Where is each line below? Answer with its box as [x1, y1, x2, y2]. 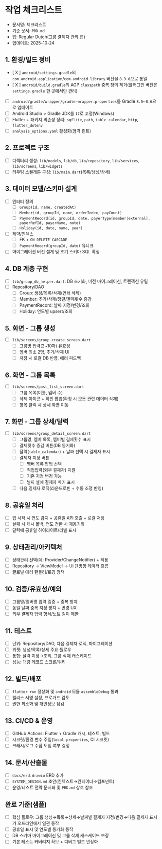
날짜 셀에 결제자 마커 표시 [26, 479, 75, 485]
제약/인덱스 [12, 231, 34, 237]
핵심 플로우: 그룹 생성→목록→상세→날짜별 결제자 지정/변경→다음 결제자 [12, 814, 148, 820]
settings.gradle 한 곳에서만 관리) [12, 88, 78, 93]
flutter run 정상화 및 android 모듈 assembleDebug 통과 [12, 689, 119, 694]
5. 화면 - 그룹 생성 [5, 324, 55, 333]
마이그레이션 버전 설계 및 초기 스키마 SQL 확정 [12, 249, 100, 255]
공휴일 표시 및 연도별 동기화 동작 [12, 827, 73, 832]
